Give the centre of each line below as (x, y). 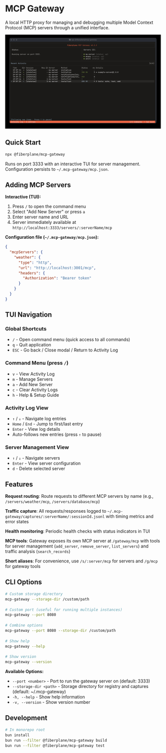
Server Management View (37, 447)
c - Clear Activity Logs (35, 390)
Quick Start (23, 143)
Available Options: (24, 672)
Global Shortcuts (26, 329)
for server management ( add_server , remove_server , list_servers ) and (77, 546)
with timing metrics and (130, 516)
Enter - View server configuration (46, 463)
